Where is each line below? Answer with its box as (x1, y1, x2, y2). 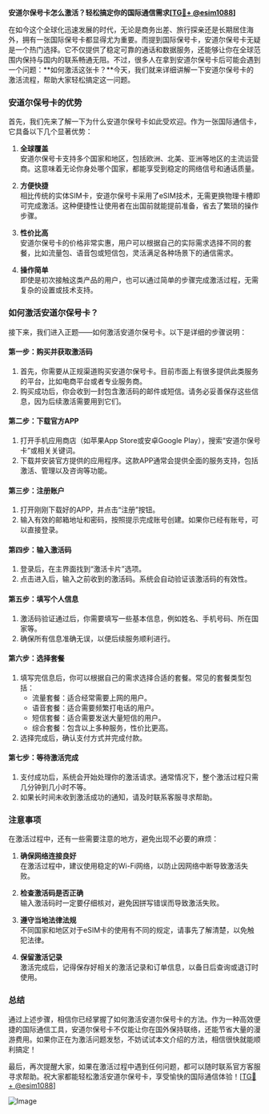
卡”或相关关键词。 (19, 445, 80, 455)
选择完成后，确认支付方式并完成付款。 (19, 733, 147, 742)
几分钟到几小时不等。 (19, 783, 90, 792)
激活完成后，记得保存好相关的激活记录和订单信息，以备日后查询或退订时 (19, 962, 259, 972)
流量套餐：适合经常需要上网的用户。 (31, 693, 152, 702)
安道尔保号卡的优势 (8, 96, 82, 108)
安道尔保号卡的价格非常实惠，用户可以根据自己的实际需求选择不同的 (19, 238, 245, 248)
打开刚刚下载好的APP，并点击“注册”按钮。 (19, 505, 160, 514)
